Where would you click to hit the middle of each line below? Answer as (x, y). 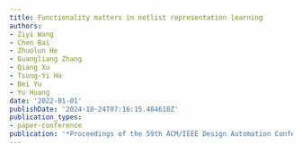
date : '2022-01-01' (46, 101)
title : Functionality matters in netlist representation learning (136, 17)
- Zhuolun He (34, 51)
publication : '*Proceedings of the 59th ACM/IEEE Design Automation (140, 134)
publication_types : (46, 117)
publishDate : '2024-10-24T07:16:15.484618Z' (94, 109)
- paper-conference (46, 126)
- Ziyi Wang (31, 34)
